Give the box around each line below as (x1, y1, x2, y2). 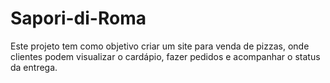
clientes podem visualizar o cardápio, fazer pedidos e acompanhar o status (10, 50, 321, 62)
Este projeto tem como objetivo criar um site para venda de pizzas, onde (10, 40, 310, 52)
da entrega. (10, 61, 58, 73)
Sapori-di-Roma (10, 7, 147, 30)
